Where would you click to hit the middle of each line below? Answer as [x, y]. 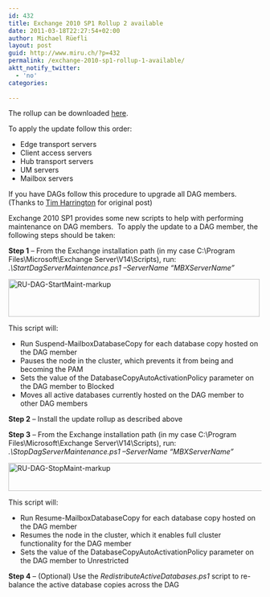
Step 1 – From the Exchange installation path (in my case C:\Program [122, 251]
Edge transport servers [58, 145]
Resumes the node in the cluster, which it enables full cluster [121, 535]
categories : [28, 83]
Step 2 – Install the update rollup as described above [96, 419]
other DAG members [54, 403]
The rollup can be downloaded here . [68, 113]
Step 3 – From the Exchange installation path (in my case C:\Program [123, 435]
